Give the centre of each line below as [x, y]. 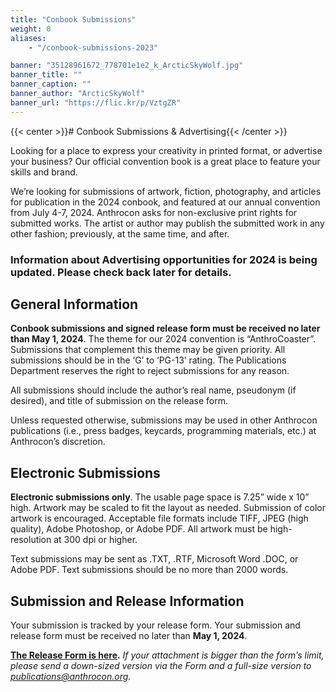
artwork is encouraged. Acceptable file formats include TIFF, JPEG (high [159, 518]
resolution [31, 540]
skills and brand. [44, 172]
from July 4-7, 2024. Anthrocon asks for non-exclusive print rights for [154, 212]
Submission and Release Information [127, 601]
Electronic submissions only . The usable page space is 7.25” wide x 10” [160, 497]
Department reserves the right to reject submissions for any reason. [150, 371]
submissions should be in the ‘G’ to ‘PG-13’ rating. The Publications [148, 360]
